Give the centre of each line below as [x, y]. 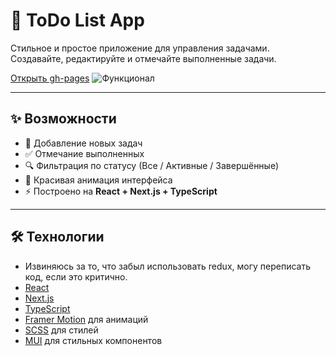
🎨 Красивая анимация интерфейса [98, 180]
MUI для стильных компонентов [93, 340]
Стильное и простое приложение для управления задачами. [140, 48]
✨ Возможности [63, 119]
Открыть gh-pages [50, 78]
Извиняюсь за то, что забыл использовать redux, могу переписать [167, 266]
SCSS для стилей [61, 330]
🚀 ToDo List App [77, 20]
